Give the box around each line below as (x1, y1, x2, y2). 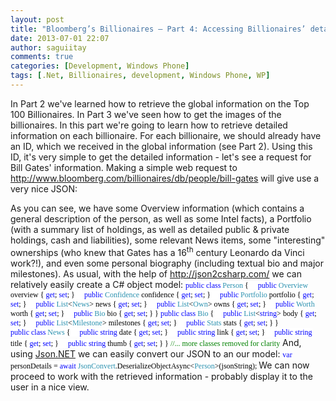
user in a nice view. (10, 381, 90, 393)
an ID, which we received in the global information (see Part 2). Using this (10, 140, 313, 152)
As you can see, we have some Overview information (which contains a (10, 202, 305, 214)
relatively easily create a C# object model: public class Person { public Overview (10, 278, 309, 290)
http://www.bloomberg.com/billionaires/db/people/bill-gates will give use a (10, 172, 320, 184)
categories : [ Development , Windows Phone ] (10, 61, 190, 71)
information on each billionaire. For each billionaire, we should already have (10, 129, 322, 141)
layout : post (10, 14, 65, 25)
